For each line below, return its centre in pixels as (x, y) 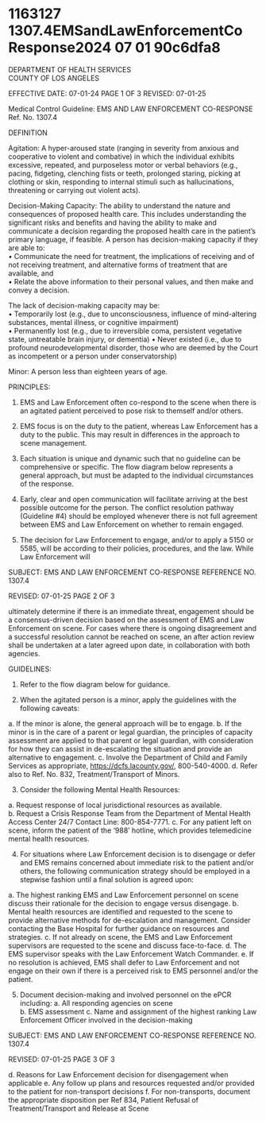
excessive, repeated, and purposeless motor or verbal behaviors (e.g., (123, 164)
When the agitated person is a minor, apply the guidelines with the (128, 699)
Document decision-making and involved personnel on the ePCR (125, 995)
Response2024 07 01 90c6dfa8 (114, 48)
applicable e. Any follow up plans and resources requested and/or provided (132, 1083)
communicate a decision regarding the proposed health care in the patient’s (132, 230)
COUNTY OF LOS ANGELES (54, 78)
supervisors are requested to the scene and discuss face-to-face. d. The (127, 945)
